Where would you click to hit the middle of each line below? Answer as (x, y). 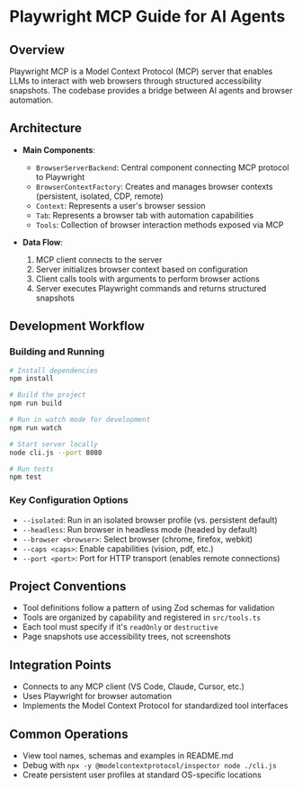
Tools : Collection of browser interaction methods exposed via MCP (160, 224)
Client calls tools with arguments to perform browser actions (148, 278)
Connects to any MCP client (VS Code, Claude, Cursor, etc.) (133, 686)
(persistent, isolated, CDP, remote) (99, 196)
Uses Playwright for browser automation (97, 696)
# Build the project (48, 395)
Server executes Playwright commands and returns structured (151, 288)
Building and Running (57, 352)
